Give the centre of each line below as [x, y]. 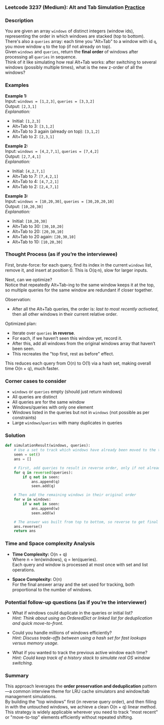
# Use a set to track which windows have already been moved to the [85, 450]
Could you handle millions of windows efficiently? [62, 632]
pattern [150, 686]
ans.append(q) [45, 482]
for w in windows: [32, 499]
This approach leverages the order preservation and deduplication [73, 686]
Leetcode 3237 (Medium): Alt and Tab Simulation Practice [75, 7]
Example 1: [16, 96]
